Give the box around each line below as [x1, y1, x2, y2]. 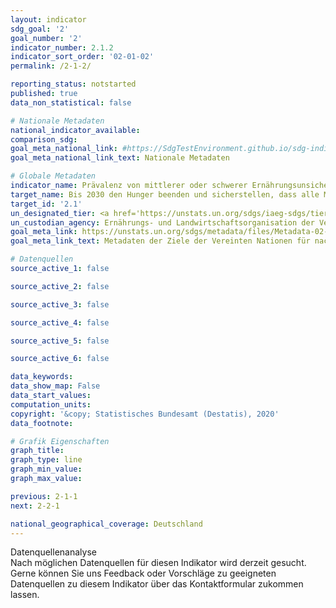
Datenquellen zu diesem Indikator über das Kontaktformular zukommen [10, 578, 304, 590]
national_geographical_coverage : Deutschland [10, 519, 203, 529]
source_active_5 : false [10, 336, 110, 346]
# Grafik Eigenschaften [10, 436, 110, 446]
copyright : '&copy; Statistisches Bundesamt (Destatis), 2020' [10, 409, 280, 419]
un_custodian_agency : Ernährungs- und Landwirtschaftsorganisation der [10, 217, 315, 228]
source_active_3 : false [10, 299, 110, 310]
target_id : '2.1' [10, 199, 83, 209]
